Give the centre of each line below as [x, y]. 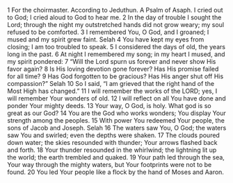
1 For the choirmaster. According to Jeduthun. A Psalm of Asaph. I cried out [115, 10]
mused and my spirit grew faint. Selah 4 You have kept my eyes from [106, 40]
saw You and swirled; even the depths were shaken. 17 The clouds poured [114, 135]
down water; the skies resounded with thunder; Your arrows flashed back [112, 142]
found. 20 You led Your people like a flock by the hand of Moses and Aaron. [116, 172]
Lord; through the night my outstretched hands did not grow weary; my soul [116, 25]
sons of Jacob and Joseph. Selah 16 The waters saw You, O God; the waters [117, 128]
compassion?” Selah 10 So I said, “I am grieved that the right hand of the [111, 84]
